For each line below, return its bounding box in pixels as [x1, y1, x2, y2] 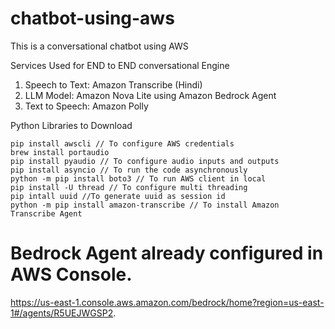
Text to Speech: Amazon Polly [24, 100, 149, 112]
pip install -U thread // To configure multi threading [10, 182, 248, 192]
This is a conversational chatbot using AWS [10, 40, 189, 52]
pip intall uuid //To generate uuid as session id [10, 191, 226, 201]
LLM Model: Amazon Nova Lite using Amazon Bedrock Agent [24, 89, 277, 101]
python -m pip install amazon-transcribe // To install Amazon [10, 200, 280, 210]
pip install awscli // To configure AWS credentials [10, 138, 235, 149]
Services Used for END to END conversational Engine [10, 59, 230, 71]
